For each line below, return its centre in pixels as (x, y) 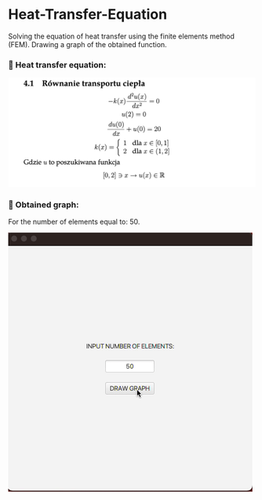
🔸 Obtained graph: (44, 205)
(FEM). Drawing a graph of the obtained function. (87, 44)
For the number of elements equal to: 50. (74, 222)
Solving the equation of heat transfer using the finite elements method (122, 36)
